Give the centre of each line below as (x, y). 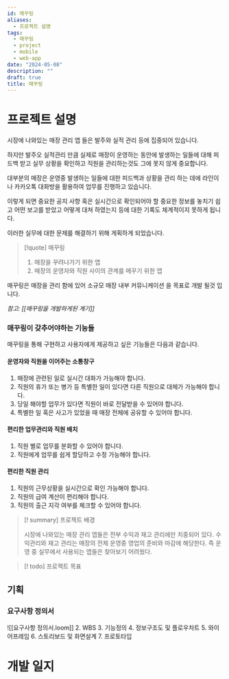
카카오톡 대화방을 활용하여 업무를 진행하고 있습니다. (83, 187)
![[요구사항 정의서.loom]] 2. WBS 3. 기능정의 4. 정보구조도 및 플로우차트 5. (107, 627)
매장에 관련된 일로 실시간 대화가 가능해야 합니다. (81, 378)
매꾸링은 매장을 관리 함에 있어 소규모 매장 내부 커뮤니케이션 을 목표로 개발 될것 (111, 285)
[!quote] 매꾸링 (44, 247)
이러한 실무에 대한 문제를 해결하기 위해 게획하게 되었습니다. (86, 233)
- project (27, 45)
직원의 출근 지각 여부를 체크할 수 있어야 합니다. (79, 505)
